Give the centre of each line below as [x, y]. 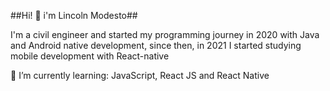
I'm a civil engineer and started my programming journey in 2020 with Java [165, 34]
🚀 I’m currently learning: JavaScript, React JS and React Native [140, 75]
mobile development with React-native [90, 56]
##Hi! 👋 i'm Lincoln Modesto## [74, 15]
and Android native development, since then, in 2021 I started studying [156, 45]
